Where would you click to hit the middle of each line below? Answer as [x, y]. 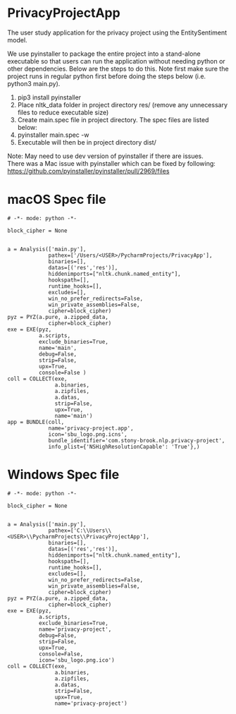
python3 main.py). [34, 83]
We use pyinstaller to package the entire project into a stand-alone [104, 54]
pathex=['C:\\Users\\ [80, 531]
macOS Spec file [57, 200]
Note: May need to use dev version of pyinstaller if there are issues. [106, 156]
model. [17, 40]
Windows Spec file [63, 475]
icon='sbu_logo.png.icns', [88, 434]
